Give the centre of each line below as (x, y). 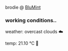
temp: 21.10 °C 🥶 (22, 43)
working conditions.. (31, 20)
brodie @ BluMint (23, 7)
